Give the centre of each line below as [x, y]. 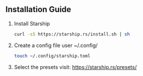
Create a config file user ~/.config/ [56, 45]
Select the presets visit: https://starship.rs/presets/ [75, 67]
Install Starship [32, 23]
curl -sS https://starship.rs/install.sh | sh [72, 34]
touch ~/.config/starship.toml [52, 56]
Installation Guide [38, 10]
